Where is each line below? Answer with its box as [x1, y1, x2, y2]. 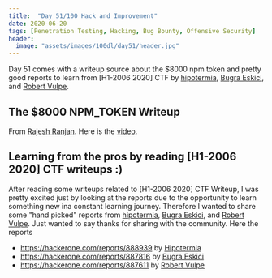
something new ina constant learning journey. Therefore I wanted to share [8, 201, 256, 211]
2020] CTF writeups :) [8, 163, 123, 177]
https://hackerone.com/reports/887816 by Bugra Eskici [19, 251, 205, 261]
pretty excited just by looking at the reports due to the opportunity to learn [8, 192, 257, 203]
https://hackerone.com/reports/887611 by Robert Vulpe [19, 260, 205, 270]
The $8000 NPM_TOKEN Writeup [8, 105, 180, 118]
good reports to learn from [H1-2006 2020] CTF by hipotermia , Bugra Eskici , [8, 73, 265, 83]
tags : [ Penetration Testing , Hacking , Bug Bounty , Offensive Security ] [8, 27, 256, 35]
